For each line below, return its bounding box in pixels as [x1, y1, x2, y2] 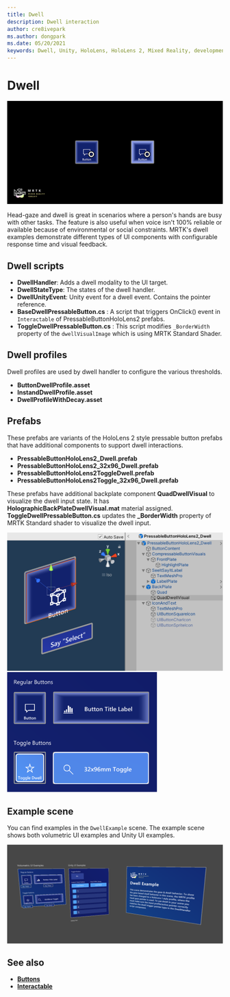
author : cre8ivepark [7, 25, 66, 32]
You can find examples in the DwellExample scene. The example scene [7, 824, 205, 832]
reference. [16, 300, 47, 309]
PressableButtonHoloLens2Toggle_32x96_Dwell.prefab [16, 476, 179, 484]
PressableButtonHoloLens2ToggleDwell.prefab [16, 469, 155, 477]
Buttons [16, 975, 40, 983]
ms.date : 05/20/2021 [7, 40, 66, 47]
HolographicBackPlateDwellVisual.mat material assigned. [7, 504, 173, 512]
